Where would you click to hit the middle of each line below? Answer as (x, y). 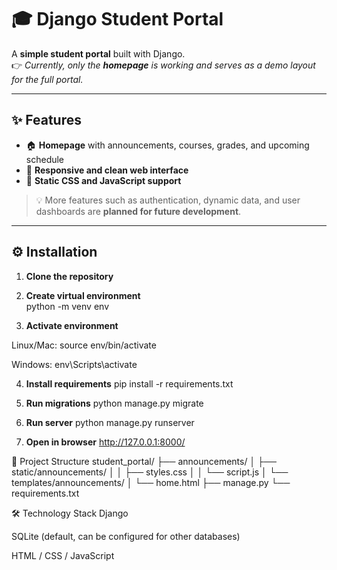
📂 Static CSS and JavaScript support (103, 180)
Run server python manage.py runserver (110, 422)
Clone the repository (69, 276)
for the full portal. (47, 79)
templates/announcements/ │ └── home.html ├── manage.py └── (151, 482)
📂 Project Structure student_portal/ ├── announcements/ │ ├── (144, 461)
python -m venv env (67, 306)
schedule (45, 159)
